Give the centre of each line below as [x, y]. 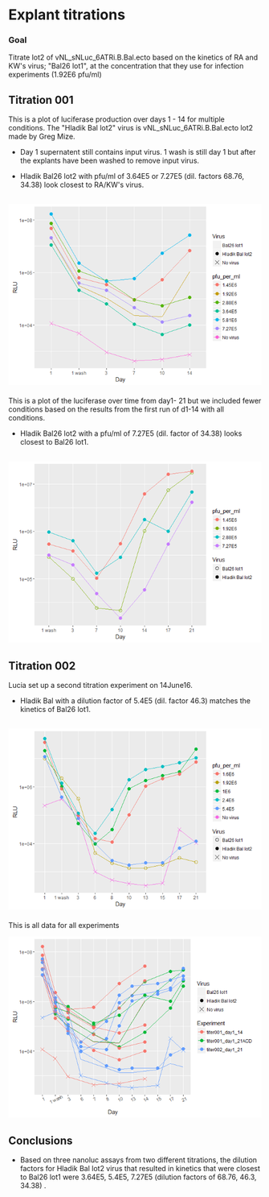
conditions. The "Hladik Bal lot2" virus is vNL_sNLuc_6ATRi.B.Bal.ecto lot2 [131, 128]
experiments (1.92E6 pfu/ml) [55, 75]
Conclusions [41, 1140]
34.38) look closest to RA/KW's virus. [82, 185]
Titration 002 [42, 666]
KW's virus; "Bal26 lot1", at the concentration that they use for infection [126, 66]
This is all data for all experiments [64, 926]
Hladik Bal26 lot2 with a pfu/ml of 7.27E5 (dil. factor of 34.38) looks [131, 433]
